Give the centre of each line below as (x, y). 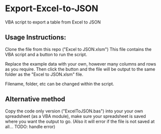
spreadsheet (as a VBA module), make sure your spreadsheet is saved (75, 116)
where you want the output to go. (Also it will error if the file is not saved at (80, 121)
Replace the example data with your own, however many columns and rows (81, 64)
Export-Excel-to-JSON (52, 9)
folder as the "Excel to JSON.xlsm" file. (44, 74)
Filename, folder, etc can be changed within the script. (60, 84)
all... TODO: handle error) (30, 126)
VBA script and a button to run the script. (46, 54)
